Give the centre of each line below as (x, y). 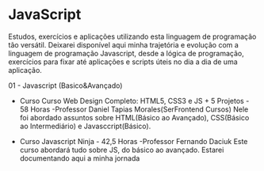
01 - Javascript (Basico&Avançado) (65, 85)
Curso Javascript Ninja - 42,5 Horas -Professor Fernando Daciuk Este (134, 141)
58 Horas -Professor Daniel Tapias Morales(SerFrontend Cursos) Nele (134, 109)
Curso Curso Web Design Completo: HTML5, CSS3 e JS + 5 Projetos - (134, 101)
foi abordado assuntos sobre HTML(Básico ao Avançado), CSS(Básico (134, 117)
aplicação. (25, 70)
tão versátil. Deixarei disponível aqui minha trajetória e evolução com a (124, 44)
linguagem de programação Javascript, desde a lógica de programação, (126, 53)
